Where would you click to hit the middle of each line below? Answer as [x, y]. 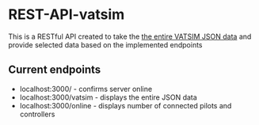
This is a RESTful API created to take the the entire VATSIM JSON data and [130, 36]
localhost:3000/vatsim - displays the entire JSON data [109, 97]
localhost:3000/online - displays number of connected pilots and [126, 105]
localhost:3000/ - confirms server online [86, 89]
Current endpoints [55, 70]
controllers [37, 114]
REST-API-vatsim [67, 15]
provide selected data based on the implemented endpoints [106, 44]
